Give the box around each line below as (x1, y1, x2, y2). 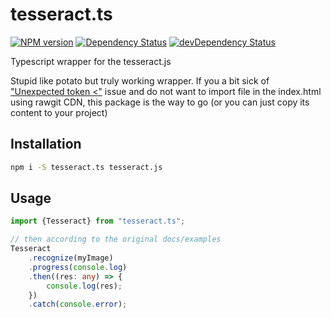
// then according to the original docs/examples (10, 234, 222, 245)
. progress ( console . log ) (28, 262, 128, 272)
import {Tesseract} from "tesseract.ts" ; (10, 216, 186, 227)
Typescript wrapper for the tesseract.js (10, 55, 172, 67)
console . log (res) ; (46, 281, 123, 291)
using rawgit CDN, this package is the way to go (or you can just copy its (10, 96, 310, 108)
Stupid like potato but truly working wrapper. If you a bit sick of (10, 74, 270, 87)
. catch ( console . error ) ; (28, 299, 128, 310)
